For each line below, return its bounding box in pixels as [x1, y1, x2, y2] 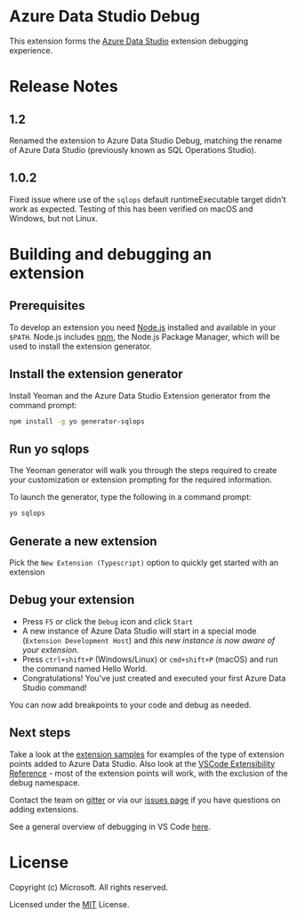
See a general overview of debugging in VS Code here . [9, 821, 212, 832]
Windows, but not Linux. [9, 213, 99, 223]
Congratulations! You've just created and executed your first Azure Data [21, 672, 286, 683]
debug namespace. [9, 777, 80, 788]
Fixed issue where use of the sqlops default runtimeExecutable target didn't [9, 194, 286, 205]
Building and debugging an [9, 244, 212, 264]
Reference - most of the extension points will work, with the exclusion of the [9, 768, 288, 778]
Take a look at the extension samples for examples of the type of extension [9, 749, 285, 760]
